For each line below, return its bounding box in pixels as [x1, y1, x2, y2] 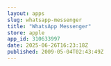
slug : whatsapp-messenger [7, 16, 82, 23]
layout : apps [7, 10, 45, 17]
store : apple [7, 29, 45, 36]
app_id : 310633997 [7, 36, 60, 43]
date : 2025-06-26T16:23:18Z [7, 42, 89, 49]
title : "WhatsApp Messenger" [7, 23, 92, 30]
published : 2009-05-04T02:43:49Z [7, 49, 104, 56]
